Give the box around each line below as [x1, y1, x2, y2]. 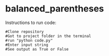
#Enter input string [5, 42, 49, 47]
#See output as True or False [5, 46, 69, 51]
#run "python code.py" [5, 38, 53, 43]
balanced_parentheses [5, 3, 104, 14]
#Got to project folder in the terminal [5, 33, 92, 38]
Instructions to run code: [5, 19, 57, 25]
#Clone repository [5, 29, 44, 34]
